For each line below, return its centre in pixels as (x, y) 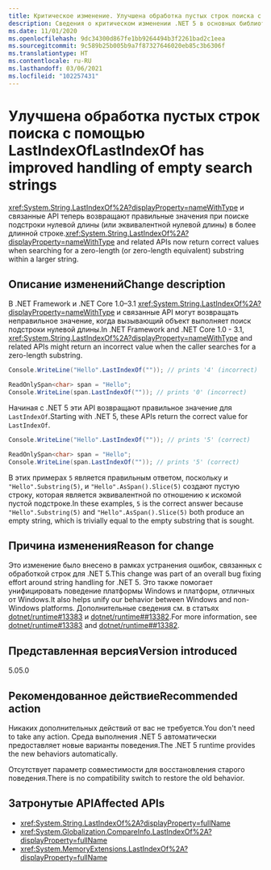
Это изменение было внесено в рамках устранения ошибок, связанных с (135, 565)
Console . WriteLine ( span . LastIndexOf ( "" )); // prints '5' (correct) (124, 462)
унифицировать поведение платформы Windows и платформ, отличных (132, 591)
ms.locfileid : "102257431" (54, 76)
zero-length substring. (46, 355)
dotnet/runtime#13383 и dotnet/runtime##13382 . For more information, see (133, 617)
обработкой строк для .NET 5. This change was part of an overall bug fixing (135, 574)
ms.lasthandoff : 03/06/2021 (56, 69)
